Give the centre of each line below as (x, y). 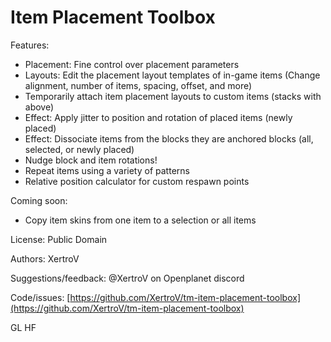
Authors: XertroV (45, 258)
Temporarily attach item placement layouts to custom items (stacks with (173, 96)
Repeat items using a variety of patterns (107, 170)
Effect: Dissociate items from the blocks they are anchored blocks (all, (169, 138)
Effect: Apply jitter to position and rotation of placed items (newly (158, 117)
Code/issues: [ (40, 297)
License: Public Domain (59, 239)
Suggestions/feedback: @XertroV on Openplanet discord (127, 278)
